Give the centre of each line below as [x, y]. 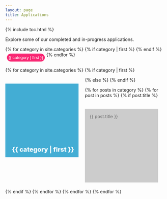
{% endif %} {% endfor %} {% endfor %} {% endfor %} [63, 191]
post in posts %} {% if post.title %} [121, 95]
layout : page [19, 10]
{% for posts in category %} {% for [122, 90]
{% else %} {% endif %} [110, 80]
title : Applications [27, 15]
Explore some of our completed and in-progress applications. [70, 39]
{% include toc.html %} [30, 29]
